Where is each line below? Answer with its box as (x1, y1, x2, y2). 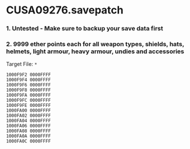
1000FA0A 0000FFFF (6, 133, 51, 139)
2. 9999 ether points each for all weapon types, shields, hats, (6, 40, 185, 48)
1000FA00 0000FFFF (6, 108, 51, 114)
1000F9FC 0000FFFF (6, 98, 51, 103)
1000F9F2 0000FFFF (6, 72, 51, 78)
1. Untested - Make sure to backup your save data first (6, 25, 163, 33)
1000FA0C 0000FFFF (6, 138, 51, 144)
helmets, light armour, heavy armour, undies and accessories (6, 47, 185, 56)
